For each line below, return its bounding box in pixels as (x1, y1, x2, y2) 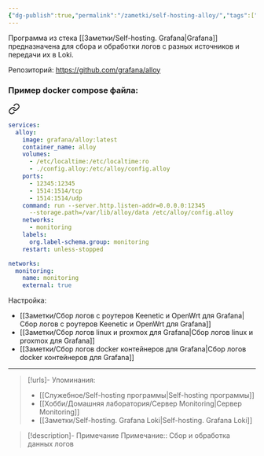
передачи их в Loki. (8, 50, 74, 59)
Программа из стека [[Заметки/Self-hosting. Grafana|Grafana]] (8, 33, 218, 42)
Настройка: (8, 296, 47, 305)
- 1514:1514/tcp (28, 186, 82, 195)
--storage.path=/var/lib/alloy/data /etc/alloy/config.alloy (28, 209, 234, 217)
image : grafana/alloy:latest (22, 135, 118, 144)
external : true (22, 281, 72, 289)
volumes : (22, 150, 51, 158)
